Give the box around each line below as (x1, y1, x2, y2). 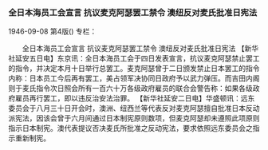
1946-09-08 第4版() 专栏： (8, 26, 97, 37)
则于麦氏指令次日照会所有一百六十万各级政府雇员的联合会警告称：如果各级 (8, 84, 253, 93)
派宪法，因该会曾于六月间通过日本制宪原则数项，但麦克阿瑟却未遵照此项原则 (8, 113, 260, 123)
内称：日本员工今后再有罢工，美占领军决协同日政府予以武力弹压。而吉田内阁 (8, 73, 260, 83)
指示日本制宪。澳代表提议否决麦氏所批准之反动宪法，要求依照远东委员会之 (8, 124, 253, 133)
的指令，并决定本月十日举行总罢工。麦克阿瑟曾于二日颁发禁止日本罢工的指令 (8, 64, 260, 73)
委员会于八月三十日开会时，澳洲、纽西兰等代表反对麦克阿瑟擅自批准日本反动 (8, 104, 260, 113)
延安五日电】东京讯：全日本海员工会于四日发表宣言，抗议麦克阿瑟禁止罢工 (14, 53, 260, 63)
